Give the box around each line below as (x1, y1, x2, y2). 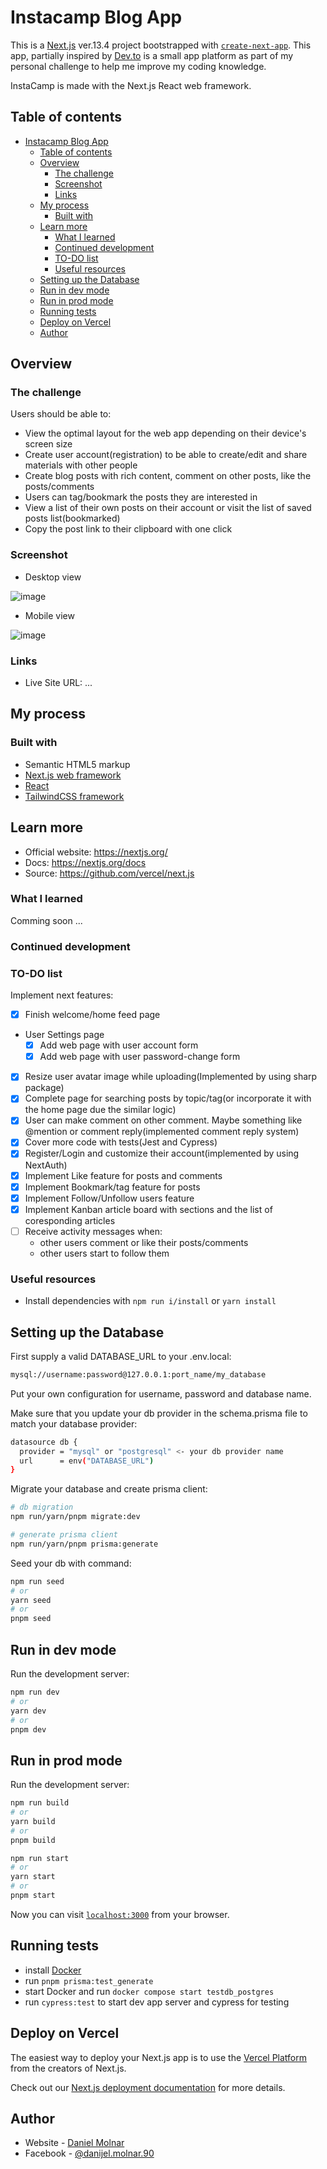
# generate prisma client (10, 1530, 118, 1540)
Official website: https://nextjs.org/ (24, 846, 168, 858)
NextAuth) (24, 1159, 68, 1171)
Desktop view (24, 571, 82, 583)
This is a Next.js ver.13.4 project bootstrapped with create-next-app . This (10, 39, 312, 51)
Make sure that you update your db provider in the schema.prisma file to (10, 1407, 308, 1419)
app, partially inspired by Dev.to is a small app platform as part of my (10, 49, 294, 61)
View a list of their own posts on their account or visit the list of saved (24, 502, 312, 514)
